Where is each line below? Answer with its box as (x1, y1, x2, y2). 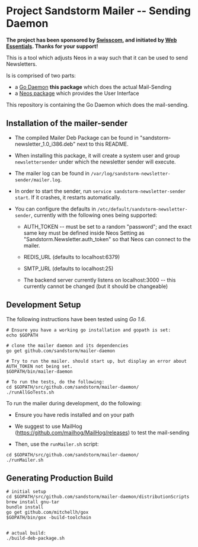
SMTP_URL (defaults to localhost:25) (23, 265, 114, 272)
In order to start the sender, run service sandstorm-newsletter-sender (14, 187, 186, 194)
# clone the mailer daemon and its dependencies (6, 343, 129, 348)
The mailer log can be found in (14, 169, 90, 177)
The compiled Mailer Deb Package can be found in (14, 134, 139, 141)
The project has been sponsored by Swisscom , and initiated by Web (6, 36, 177, 43)
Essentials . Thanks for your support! (6, 43, 98, 50)
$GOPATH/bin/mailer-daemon (6, 369, 73, 375)
